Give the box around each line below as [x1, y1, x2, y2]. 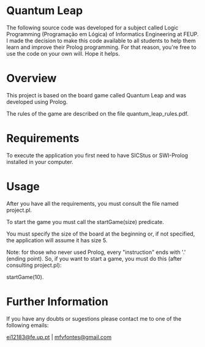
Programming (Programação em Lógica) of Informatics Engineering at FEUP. [6, 30, 199, 37]
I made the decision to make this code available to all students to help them [6, 37, 196, 44]
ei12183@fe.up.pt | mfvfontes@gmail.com [6, 333, 112, 340]
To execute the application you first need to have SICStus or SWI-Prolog [6, 151, 188, 159]
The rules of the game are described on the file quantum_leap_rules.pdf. [6, 110, 188, 117]
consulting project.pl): [6, 261, 62, 269]
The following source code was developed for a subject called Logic [6, 24, 179, 31]
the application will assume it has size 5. [6, 236, 108, 244]
